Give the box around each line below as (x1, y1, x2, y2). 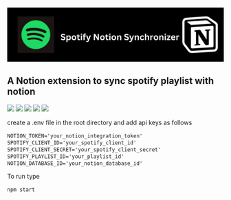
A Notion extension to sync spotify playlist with (7, 75, 214, 87)
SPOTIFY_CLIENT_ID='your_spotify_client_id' (7, 139, 137, 146)
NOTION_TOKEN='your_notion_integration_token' (7, 132, 143, 140)
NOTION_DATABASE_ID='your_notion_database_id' (7, 159, 143, 167)
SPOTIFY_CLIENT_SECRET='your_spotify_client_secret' (7, 146, 162, 153)
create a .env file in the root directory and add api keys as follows (7, 118, 192, 126)
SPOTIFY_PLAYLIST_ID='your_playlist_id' (7, 153, 125, 160)
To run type (7, 172, 40, 180)
